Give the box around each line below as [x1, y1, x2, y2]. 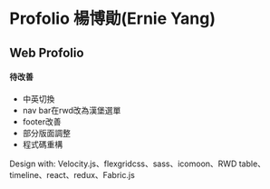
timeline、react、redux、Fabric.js [9, 169, 136, 180]
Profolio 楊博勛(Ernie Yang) [9, 8, 216, 29]
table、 [238, 158, 265, 169]
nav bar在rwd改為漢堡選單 [22, 104, 121, 115]
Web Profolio [9, 45, 84, 60]
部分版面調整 [22, 127, 71, 138]
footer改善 [22, 115, 62, 127]
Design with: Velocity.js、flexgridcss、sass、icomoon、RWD [9, 158, 237, 169]
